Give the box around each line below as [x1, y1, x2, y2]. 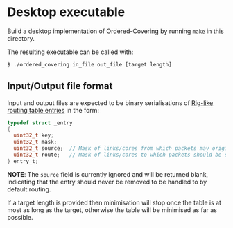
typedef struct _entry [7, 119, 73, 126]
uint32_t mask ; [13, 139, 58, 146]
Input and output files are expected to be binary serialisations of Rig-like [7, 98, 214, 107]
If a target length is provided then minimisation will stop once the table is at [7, 198, 222, 207]
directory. [7, 34, 35, 42]
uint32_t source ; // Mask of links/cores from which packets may [13, 145, 209, 152]
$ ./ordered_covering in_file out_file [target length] [7, 61, 172, 68]
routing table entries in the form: [7, 106, 99, 114]
